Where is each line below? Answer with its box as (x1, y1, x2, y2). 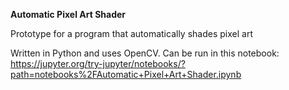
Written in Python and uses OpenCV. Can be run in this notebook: (10, 47, 280, 59)
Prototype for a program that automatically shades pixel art (10, 28, 253, 39)
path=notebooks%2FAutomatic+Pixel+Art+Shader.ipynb (10, 69, 242, 80)
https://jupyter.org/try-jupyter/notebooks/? (10, 58, 186, 69)
